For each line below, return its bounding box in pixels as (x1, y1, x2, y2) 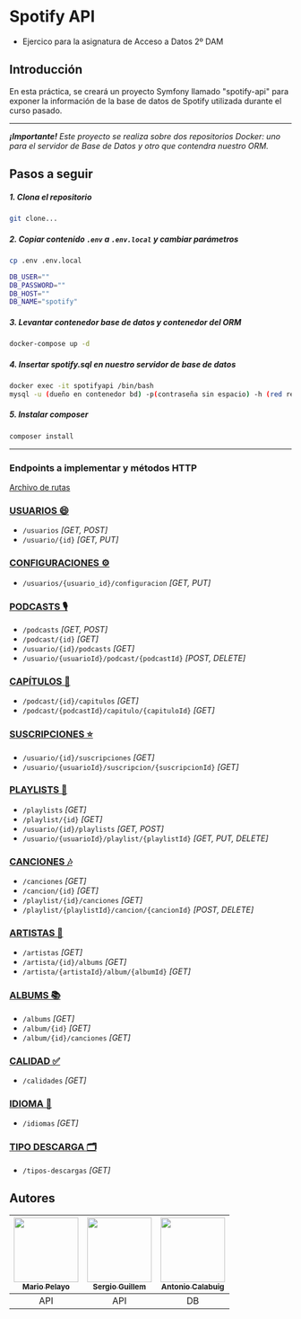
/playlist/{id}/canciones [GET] (21, 895, 143, 906)
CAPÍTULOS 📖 (9, 675, 71, 687)
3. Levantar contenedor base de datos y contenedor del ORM (9, 316, 242, 327)
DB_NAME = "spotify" (9, 297, 78, 306)
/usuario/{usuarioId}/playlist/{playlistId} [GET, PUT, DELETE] (21, 833, 269, 844)
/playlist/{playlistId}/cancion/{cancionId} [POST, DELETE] (21, 905, 254, 916)
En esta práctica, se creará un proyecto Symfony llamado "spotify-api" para (9, 85, 289, 96)
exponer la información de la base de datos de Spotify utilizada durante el (9, 95, 282, 106)
